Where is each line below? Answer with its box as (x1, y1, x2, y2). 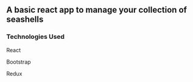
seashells (6, 15, 44, 25)
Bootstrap (6, 58, 32, 66)
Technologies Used (6, 33, 65, 41)
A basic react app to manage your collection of (6, 5, 188, 15)
